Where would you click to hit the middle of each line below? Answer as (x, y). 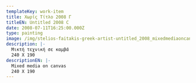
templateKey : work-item (35, 11)
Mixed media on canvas (39, 66)
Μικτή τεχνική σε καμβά (40, 50)
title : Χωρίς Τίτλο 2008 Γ (39, 17)
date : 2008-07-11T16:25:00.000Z (45, 28)
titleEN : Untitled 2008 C (37, 22)
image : (14, 39)
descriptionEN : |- (28, 60)
